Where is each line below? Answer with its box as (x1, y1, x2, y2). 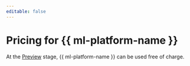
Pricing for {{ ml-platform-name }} (6, 33, 178, 47)
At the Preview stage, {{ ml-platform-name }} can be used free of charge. (6, 53, 185, 60)
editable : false (6, 8, 46, 15)
